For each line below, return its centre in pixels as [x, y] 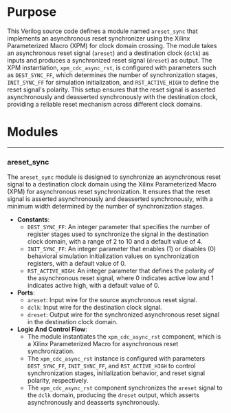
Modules [33, 132]
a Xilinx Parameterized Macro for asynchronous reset [103, 344]
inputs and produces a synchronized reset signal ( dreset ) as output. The [110, 60]
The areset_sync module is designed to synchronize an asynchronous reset [114, 177]
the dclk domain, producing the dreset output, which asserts [113, 395]
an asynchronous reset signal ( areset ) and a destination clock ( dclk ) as [108, 53]
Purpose [32, 12]
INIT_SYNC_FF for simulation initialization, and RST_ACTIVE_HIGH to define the [113, 82]
